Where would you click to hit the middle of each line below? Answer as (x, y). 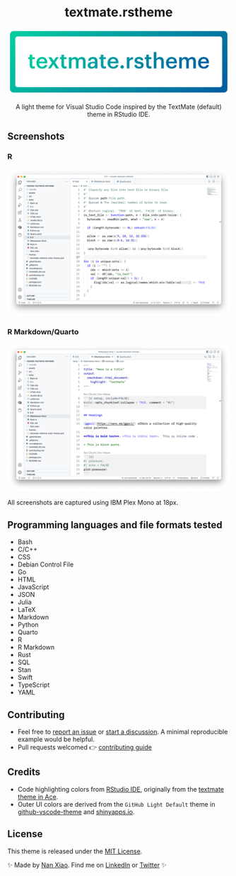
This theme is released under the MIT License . (75, 851)
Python (28, 625)
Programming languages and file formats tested (115, 525)
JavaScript (33, 587)
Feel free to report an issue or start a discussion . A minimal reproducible (123, 732)
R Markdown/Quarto (43, 332)
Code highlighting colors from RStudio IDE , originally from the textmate (121, 789)
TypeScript (34, 685)
